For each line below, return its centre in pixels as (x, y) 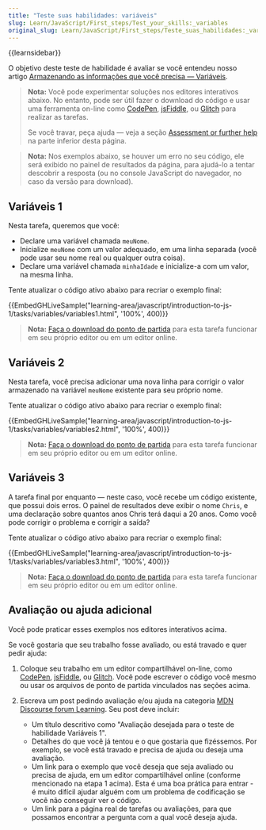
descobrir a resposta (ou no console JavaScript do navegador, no (135, 173)
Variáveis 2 (36, 363)
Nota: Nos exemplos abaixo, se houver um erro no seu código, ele (136, 156)
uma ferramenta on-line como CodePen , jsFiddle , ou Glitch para (132, 109)
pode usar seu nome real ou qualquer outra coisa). (102, 258)
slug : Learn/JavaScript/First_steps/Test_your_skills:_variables (118, 23)
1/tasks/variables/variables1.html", (64, 314)
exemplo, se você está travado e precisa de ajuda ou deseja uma (137, 749)
